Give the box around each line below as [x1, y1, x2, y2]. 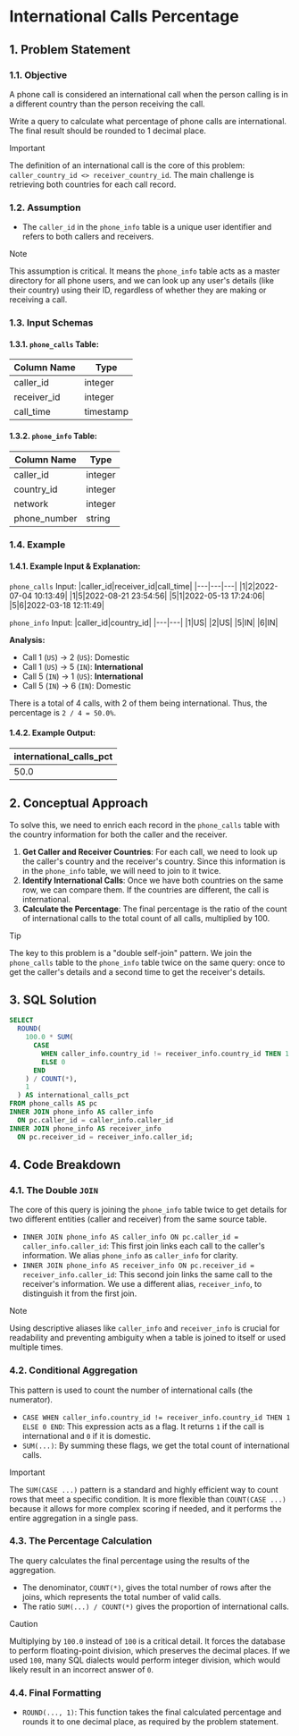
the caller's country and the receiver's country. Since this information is [21, 856, 286, 867]
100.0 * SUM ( [25, 1033, 74, 1042]
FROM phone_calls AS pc [9, 1099, 98, 1108]
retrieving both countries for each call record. [9, 179, 177, 190]
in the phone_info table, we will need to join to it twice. [21, 865, 221, 876]
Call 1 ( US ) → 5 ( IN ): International [21, 661, 144, 672]
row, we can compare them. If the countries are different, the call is [21, 884, 270, 895]
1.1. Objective [9, 69, 68, 81]
